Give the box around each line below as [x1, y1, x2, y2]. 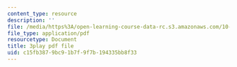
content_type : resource [7, 10, 78, 17]
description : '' [7, 17, 55, 24]
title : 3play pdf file [7, 43, 74, 50]
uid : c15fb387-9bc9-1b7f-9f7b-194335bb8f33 [7, 50, 138, 57]
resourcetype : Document [7, 36, 78, 43]
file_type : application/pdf [7, 29, 90, 37]
